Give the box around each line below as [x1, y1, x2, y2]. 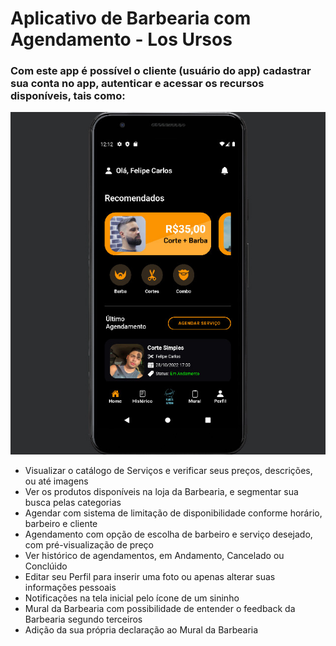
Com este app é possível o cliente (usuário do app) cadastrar [10, 64, 312, 78]
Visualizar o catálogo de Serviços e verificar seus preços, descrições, [24, 465, 313, 477]
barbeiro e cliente [24, 518, 98, 530]
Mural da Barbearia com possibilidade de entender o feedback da [24, 603, 296, 615]
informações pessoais [24, 582, 117, 594]
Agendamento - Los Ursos [10, 28, 233, 51]
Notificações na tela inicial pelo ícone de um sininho [24, 592, 240, 604]
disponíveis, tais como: [10, 89, 126, 103]
